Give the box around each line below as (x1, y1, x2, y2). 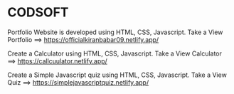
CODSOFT (7, 4, 69, 21)
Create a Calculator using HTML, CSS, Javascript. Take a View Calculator (7, 49, 223, 58)
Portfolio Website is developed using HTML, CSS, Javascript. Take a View (7, 28, 223, 36)
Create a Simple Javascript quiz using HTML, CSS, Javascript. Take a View (7, 70, 228, 79)
